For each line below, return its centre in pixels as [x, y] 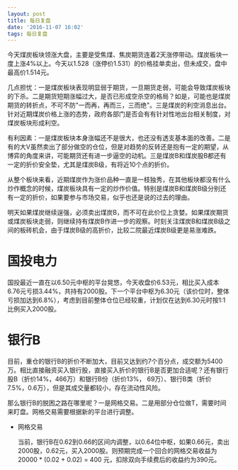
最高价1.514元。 [30, 72]
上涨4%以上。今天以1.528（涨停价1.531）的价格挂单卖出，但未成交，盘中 [120, 64]
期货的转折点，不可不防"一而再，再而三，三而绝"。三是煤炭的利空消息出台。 [119, 105]
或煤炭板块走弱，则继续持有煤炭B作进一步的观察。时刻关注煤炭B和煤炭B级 [116, 221]
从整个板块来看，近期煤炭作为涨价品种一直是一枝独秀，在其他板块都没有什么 [119, 180]
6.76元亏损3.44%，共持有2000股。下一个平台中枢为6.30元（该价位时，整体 [119, 291]
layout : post [27, 14]
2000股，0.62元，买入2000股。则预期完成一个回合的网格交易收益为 [117, 451]
